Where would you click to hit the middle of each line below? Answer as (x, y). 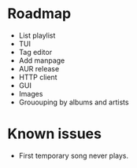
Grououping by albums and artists (74, 102)
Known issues (54, 134)
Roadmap (39, 14)
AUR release (39, 68)
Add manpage (42, 60)
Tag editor (35, 52)
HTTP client (38, 77)
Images (31, 93)
